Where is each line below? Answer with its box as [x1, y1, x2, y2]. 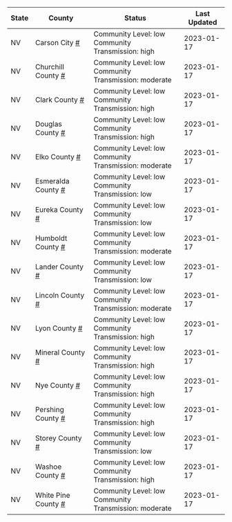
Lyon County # [35, 323, 83, 333]
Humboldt [35, 233, 68, 243]
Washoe [35, 462, 62, 471]
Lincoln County [35, 291, 85, 300]
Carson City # [35, 38, 80, 47]
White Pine [35, 491, 70, 500]
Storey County [35, 433, 82, 442]
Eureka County [35, 205, 84, 214]
